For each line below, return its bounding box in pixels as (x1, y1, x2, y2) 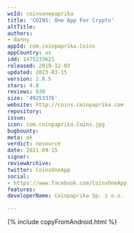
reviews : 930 (7, 88, 46, 95)
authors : (7, 29, 33, 37)
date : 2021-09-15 (7, 147, 58, 154)
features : (7, 186, 36, 193)
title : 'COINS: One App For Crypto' (7, 17, 114, 24)
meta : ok (7, 134, 33, 141)
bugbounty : (7, 127, 39, 134)
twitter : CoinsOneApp (7, 166, 71, 174)
